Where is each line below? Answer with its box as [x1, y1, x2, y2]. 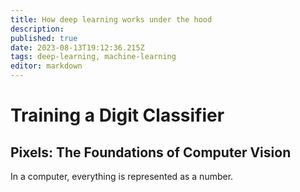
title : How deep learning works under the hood [10, 14, 213, 25]
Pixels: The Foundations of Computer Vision [10, 144, 292, 161]
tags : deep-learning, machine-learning [10, 52, 177, 62]
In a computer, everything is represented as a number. [10, 171, 234, 182]
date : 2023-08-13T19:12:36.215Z [10, 42, 145, 53]
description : [10, 24, 65, 34]
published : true [10, 33, 78, 43]
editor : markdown [10, 61, 83, 71]
